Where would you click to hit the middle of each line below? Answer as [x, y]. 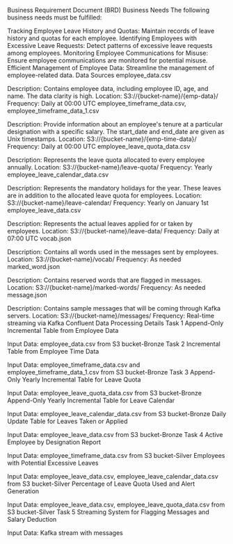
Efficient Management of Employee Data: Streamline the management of [111, 68]
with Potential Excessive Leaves [53, 463]
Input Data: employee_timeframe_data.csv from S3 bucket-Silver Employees [116, 455]
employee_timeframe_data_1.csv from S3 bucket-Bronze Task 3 [98, 372]
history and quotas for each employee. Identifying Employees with [102, 38]
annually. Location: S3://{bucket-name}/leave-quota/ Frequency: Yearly [110, 167]
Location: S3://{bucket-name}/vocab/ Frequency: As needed [94, 259]
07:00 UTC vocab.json [39, 238]
